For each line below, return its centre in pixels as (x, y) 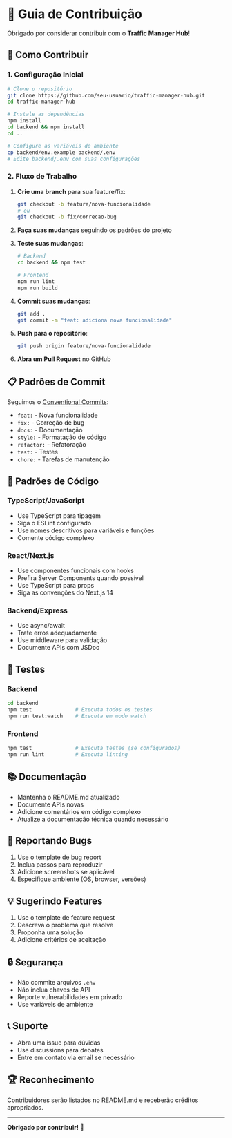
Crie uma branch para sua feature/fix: (71, 191)
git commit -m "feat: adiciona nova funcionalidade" (95, 320)
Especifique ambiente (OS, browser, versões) (81, 879)
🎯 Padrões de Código (53, 481)
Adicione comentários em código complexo (79, 811)
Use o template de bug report (59, 857)
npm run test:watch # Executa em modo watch (77, 716)
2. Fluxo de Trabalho (42, 177)
